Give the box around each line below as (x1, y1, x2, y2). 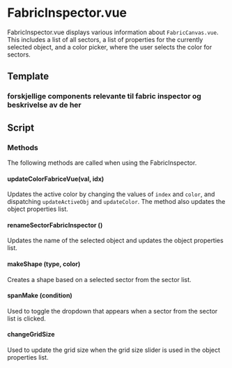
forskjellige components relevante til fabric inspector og (7, 91, 202, 101)
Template (7, 71, 49, 82)
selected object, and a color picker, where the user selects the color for (7, 43, 212, 51)
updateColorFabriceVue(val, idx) (7, 175, 105, 183)
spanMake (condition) (7, 291, 73, 300)
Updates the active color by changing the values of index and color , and (7, 190, 215, 198)
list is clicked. (7, 314, 47, 323)
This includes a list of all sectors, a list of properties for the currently (7, 35, 203, 43)
